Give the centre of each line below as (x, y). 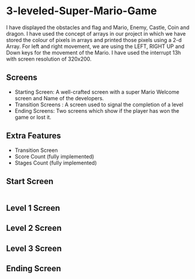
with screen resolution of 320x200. (49, 59)
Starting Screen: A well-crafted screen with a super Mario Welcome (97, 92)
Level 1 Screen (33, 208)
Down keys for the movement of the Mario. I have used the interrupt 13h (94, 52)
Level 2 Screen (34, 228)
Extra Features (34, 136)
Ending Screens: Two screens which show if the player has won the (97, 110)
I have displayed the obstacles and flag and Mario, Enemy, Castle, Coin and (98, 27)
